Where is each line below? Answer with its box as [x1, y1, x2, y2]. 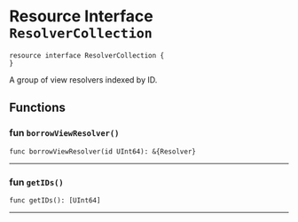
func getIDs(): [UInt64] [9, 195, 101, 205]
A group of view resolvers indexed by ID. [9, 74, 158, 85]
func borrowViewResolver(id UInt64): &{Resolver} [9, 147, 197, 156]
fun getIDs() [9, 176, 64, 188]
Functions [9, 100, 67, 115]
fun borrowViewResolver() [9, 127, 120, 139]
